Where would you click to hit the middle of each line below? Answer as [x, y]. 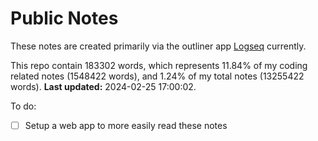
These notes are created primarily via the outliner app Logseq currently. [158, 46]
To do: [23, 106]
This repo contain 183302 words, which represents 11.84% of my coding [159, 65]
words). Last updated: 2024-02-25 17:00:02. [103, 86]
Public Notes [64, 18]
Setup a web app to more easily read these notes [126, 125]
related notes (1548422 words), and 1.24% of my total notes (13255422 [157, 76]
